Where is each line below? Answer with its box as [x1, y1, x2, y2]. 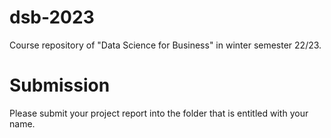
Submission [9, 74, 111, 97]
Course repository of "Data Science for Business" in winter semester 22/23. [9, 39, 322, 51]
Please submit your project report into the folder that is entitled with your [9, 107, 309, 119]
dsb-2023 [9, 6, 95, 29]
